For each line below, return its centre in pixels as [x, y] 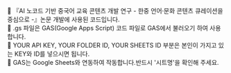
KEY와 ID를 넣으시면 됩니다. [52, 54]
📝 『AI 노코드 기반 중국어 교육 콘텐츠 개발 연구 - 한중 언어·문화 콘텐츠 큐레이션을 [115, 11]
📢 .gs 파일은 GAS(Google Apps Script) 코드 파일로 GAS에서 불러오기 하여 [108, 28]
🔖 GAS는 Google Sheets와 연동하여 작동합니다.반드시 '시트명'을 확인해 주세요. [113, 62]
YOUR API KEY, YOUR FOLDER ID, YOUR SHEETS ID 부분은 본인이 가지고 [115, 45]
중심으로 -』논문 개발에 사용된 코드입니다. [63, 19]
